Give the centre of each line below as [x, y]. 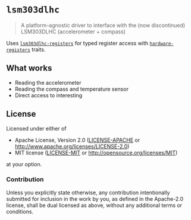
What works [29, 68]
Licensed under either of [36, 128]
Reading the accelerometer [48, 82]
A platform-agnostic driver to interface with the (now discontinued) [103, 25]
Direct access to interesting [48, 95]
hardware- [162, 44]
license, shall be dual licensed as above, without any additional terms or [94, 205]
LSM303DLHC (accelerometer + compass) [73, 32]
